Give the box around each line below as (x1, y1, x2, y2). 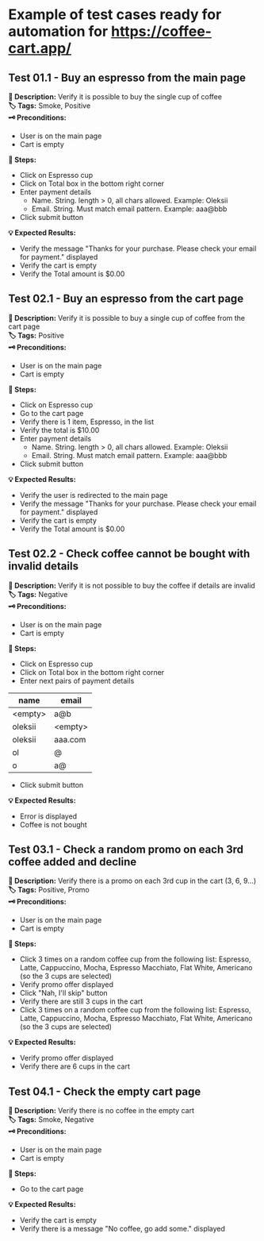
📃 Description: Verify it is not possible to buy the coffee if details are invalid (8, 580, 255, 590)
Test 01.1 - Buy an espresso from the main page (8, 71, 246, 84)
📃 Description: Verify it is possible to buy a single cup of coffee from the (8, 313, 246, 322)
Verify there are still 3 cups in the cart (19, 996, 143, 1006)
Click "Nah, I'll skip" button (19, 989, 109, 998)
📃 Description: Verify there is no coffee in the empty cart (8, 1106, 194, 1116)
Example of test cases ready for (8, 6, 222, 24)
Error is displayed (19, 811, 78, 821)
